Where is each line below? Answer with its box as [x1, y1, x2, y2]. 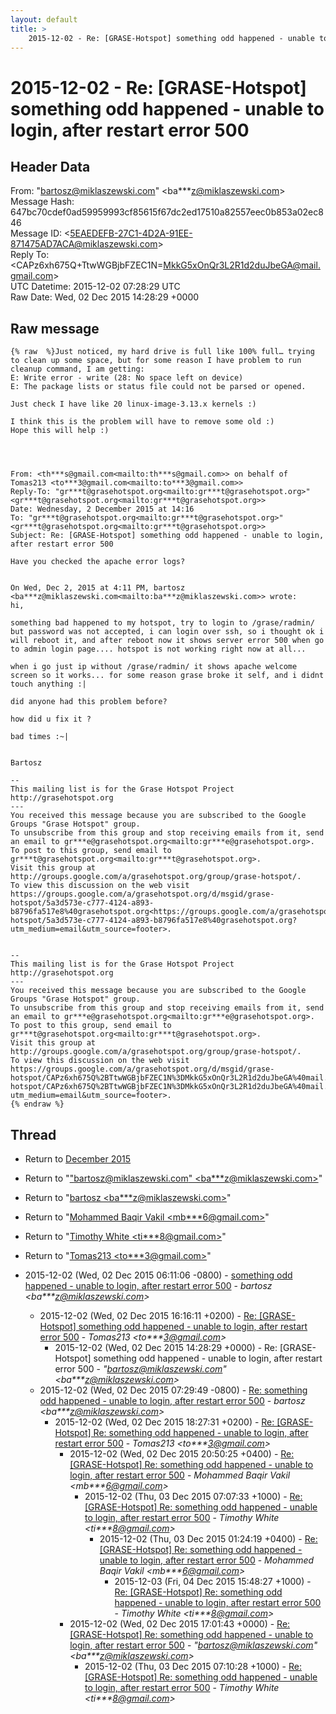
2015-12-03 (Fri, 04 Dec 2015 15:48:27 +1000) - [114, 1576, 312, 1587]
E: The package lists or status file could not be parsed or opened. [10, 382, 307, 392]
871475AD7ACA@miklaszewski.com [10, 238, 158, 250]
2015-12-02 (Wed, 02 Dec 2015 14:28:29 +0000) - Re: [54, 1342, 278, 1353]
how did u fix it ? [10, 714, 92, 725]
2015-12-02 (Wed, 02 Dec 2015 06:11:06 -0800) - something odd [24, 1269, 293, 1281]
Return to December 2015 [24, 1153, 132, 1165]
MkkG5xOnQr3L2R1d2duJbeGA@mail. [163, 259, 321, 271]
